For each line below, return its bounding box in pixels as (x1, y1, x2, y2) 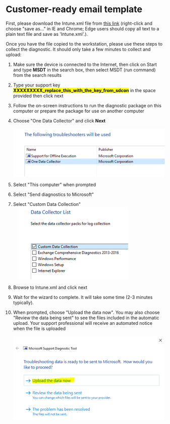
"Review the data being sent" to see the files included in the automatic (13, 315, 159, 321)
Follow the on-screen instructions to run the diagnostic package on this (13, 102, 162, 108)
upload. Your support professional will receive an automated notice (13, 320, 153, 326)
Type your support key (13, 82, 61, 88)
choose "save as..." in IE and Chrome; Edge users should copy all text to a (6, 25, 159, 31)
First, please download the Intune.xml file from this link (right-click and (6, 20, 153, 26)
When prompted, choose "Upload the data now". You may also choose (13, 310, 160, 316)
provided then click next (13, 93, 64, 99)
